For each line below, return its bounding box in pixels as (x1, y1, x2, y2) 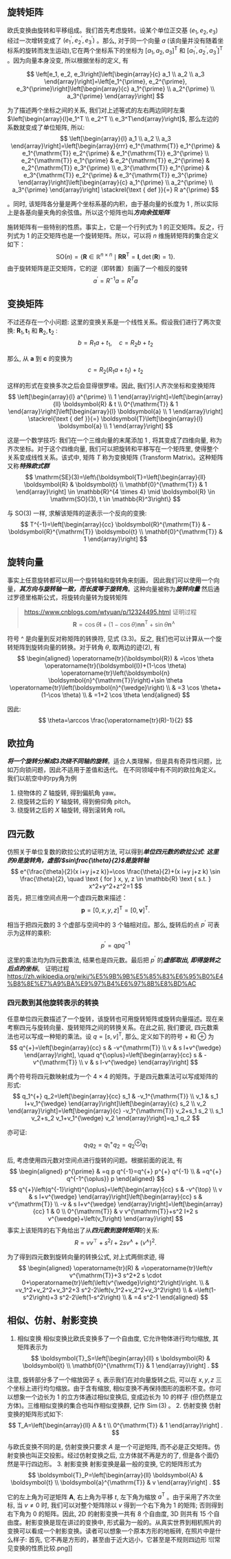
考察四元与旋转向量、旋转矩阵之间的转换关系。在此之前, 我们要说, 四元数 (7, 1024, 213, 1032)
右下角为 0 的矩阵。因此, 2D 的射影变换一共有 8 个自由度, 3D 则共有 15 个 (7, 1510, 214, 1518)
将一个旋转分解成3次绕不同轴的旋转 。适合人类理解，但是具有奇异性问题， (7, 757, 217, 765)
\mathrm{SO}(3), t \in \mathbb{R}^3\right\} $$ (50, 495, 181, 503)
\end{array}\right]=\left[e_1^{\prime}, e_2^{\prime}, (44, 77, 187, 85)
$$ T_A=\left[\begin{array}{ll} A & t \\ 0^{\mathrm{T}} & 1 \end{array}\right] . (8, 1421, 223, 1429)
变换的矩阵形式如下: (7, 1410, 64, 1418)
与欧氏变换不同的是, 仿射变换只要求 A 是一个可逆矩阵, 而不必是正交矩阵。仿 (7, 1442, 221, 1450)
